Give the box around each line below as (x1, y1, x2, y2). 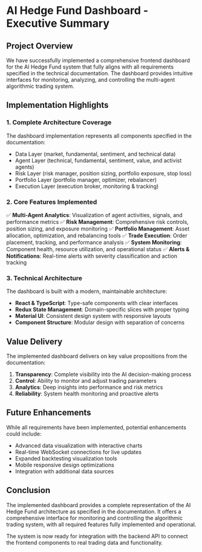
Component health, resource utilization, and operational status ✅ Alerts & (6, 245, 190, 252)
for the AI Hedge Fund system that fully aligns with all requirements (6, 63, 174, 70)
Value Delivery (6, 336, 63, 346)
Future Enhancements (6, 408, 92, 418)
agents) (15, 163, 34, 170)
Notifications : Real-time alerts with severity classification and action (6, 252, 177, 260)
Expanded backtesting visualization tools (15, 454, 117, 462)
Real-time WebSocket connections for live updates (15, 448, 142, 456)
